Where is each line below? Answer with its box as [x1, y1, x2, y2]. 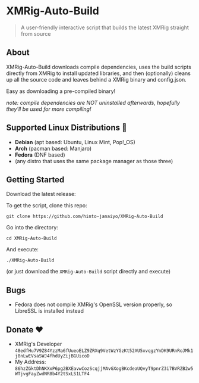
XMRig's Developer [14, 341, 62, 347]
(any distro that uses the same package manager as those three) [14, 157, 173, 164]
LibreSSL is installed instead [14, 307, 84, 315]
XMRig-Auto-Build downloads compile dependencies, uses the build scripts [6, 63, 191, 70]
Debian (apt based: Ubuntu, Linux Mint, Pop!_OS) [14, 138, 135, 145]
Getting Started [6, 175, 65, 185]
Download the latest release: [6, 191, 76, 198]
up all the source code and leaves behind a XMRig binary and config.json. [6, 76, 187, 83]
